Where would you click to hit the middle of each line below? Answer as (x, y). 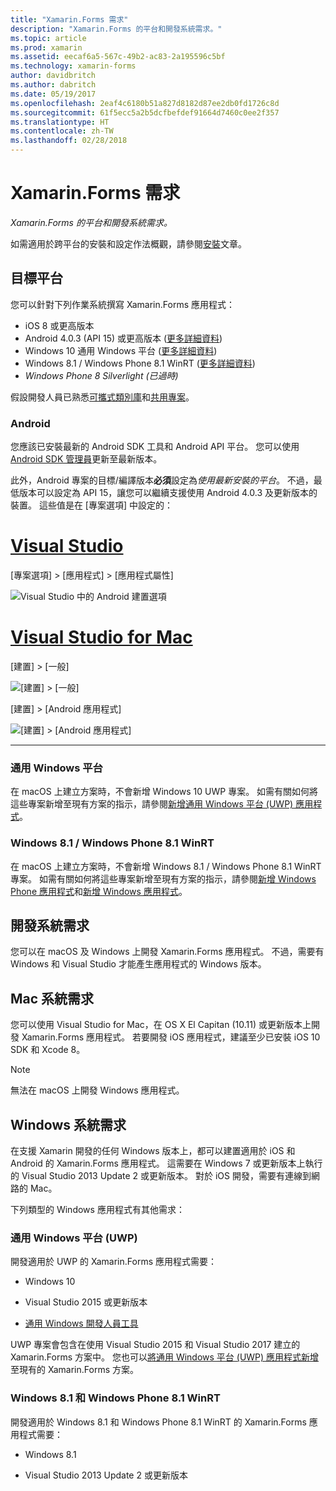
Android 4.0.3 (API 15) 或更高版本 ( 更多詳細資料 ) (123, 338)
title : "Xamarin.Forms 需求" (69, 19)
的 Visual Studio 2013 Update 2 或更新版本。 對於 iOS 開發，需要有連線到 (161, 1175)
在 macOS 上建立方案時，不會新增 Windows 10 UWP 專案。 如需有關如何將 (164, 792)
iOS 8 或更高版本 (59, 325)
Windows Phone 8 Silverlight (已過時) (101, 375)
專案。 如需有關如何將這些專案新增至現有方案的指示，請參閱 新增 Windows (163, 878)
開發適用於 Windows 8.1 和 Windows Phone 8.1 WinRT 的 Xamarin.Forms (158, 1422)
